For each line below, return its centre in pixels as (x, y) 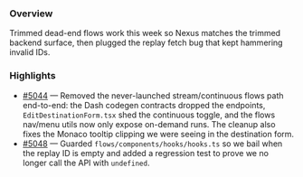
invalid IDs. (30, 52)
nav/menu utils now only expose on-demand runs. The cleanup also (149, 124)
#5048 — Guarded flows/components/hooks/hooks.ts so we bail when (152, 144)
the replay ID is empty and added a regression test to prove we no (146, 153)
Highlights (33, 76)
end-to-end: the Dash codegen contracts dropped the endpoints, (144, 105)
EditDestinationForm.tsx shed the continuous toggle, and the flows (149, 115)
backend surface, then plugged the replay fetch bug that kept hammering (146, 42)
